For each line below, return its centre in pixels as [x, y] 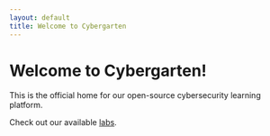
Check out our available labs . [63, 122]
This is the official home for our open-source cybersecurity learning [135, 95]
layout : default [40, 18]
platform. [26, 105]
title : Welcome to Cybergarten [68, 26]
